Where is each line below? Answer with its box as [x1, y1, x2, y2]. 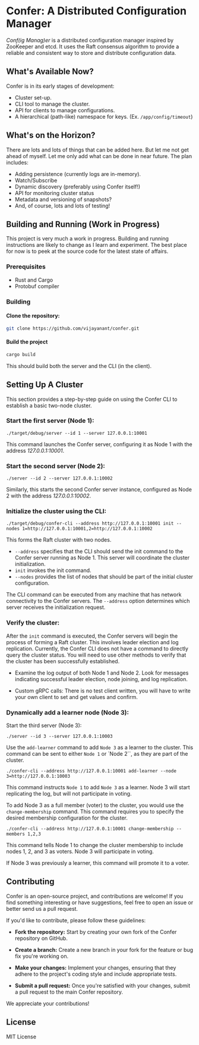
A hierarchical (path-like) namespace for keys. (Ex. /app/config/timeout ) [14, 113, 193, 120]
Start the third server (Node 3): [6, 722, 82, 729]
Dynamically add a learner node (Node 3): [6, 708, 129, 716]
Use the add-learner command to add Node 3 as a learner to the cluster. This [6, 744, 194, 751]
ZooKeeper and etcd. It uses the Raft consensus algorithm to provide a [6, 43, 179, 50]
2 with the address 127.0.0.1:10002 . [6, 492, 91, 499]
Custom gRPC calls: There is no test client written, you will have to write [14, 687, 191, 694]
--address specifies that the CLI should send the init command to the [14, 548, 184, 555]
